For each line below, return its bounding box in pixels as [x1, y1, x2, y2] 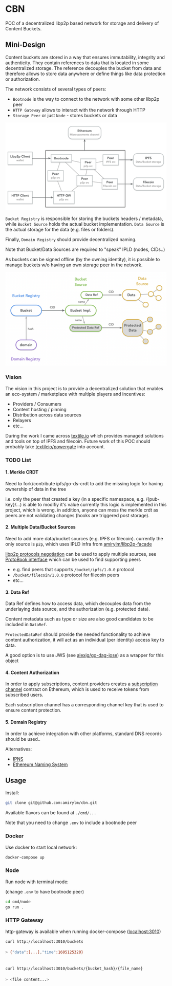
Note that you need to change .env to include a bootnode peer [5, 819, 137, 826]
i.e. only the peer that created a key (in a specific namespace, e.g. [5, 496, 145, 502]
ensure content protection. [5, 707, 61, 714]
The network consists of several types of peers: [5, 86, 106, 92]
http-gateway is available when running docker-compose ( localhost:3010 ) [5, 928, 161, 935]
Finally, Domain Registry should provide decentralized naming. [5, 236, 137, 242]
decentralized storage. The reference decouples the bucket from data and [5, 65, 162, 71]
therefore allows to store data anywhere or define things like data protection [5, 70, 166, 77]
